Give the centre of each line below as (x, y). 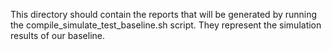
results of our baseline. (57, 35)
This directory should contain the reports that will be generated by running (164, 14)
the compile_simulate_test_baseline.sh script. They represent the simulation (166, 25)
